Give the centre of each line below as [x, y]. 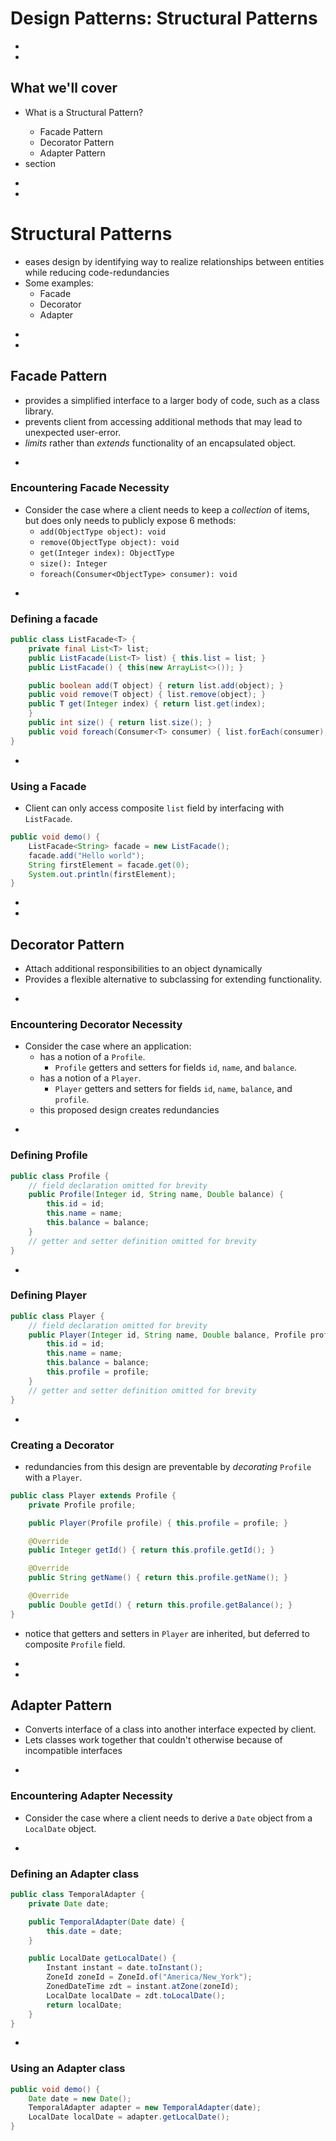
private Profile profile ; [82, 1505]
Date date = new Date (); [80, 2098]
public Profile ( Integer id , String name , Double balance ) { [156, 1195]
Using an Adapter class [68, 2069]
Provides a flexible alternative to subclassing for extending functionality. [173, 979]
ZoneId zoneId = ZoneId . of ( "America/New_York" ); [149, 1977]
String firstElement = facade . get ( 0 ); [109, 865]
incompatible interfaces [73, 1751]
